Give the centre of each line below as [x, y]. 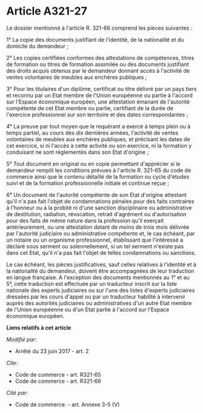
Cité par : [17, 392]
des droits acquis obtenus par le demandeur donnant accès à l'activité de [98, 70]
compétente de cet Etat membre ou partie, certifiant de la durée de [90, 108]
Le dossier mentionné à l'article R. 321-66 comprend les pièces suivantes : [99, 28]
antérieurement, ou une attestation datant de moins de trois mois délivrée [98, 227]
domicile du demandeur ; [37, 46]
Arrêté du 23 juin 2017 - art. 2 [52, 351]
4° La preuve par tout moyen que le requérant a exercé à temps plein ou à [98, 126]
